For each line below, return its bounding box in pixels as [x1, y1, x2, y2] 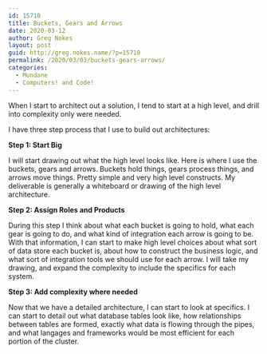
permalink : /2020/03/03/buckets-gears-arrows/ [8, 57, 166, 65]
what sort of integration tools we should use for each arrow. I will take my [8, 254, 249, 264]
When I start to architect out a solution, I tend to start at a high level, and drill [8, 101, 260, 110]
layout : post [8, 42, 52, 50]
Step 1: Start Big [8, 140, 62, 149]
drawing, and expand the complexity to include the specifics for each [8, 263, 236, 272]
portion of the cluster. [8, 336, 80, 346]
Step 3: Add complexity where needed [8, 287, 138, 296]
